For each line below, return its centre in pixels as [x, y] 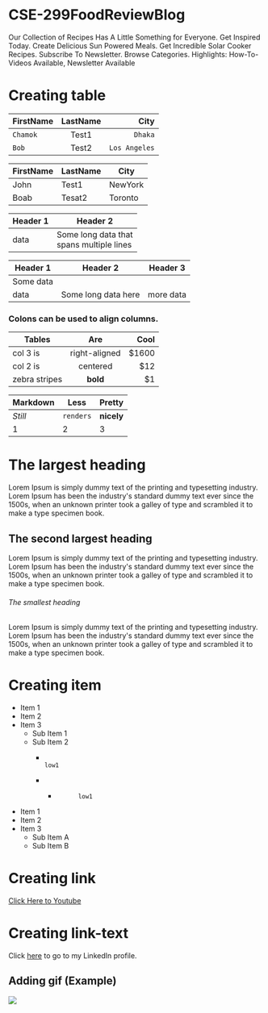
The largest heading [77, 465]
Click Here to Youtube [45, 900]
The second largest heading [80, 538]
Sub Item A [50, 837]
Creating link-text [69, 934]
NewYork [126, 185]
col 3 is [26, 353]
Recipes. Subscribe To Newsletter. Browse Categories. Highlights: [118, 54]
